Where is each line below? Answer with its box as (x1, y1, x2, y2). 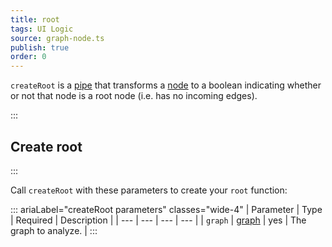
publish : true (10, 42, 70, 53)
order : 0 (10, 52, 47, 62)
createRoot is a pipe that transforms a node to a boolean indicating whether (10, 79, 322, 91)
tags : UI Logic (10, 24, 74, 34)
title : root (10, 14, 60, 25)
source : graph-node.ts (10, 33, 105, 43)
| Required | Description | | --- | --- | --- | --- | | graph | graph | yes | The (10, 214, 307, 226)
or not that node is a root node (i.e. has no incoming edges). (10, 90, 258, 102)
